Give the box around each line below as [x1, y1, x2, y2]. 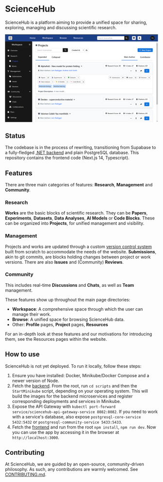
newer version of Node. [12, 378, 60, 383]
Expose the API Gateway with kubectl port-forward [12, 403, 115, 409]
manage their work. [12, 311, 51, 317]
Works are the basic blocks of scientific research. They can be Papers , [5, 210, 148, 216]
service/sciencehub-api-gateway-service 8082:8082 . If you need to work [12, 409, 158, 415]
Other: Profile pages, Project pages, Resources [12, 321, 108, 327]
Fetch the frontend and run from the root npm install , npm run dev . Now [12, 424, 156, 430]
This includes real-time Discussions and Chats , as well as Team [5, 282, 134, 288]
